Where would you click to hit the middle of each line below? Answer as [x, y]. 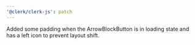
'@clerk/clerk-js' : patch [39, 12]
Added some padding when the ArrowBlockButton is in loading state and [98, 29]
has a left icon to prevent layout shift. [53, 35]
